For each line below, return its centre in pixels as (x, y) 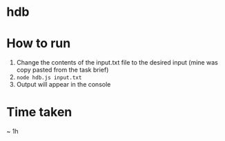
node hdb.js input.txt (49, 78)
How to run (39, 44)
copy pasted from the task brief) (62, 70)
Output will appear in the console (63, 85)
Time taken (39, 112)
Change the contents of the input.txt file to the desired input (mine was (117, 63)
